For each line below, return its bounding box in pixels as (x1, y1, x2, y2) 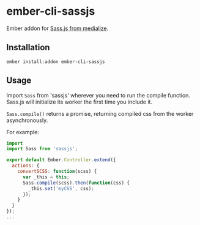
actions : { (12, 162, 40, 169)
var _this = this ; (22, 174, 70, 180)
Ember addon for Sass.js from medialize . (6, 25, 109, 32)
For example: (6, 128, 40, 135)
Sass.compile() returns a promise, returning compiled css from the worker (6, 110, 194, 117)
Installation (6, 42, 50, 53)
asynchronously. (6, 116, 48, 124)
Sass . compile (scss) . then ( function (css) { (22, 180, 130, 186)
